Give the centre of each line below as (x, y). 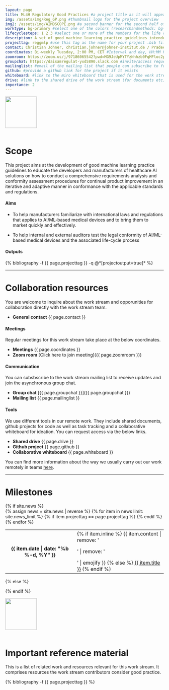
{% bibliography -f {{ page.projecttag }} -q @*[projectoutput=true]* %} (79, 263)
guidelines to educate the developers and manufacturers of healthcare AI (81, 170)
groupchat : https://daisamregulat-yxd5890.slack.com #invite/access (78, 61)
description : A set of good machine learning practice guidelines (76, 38)
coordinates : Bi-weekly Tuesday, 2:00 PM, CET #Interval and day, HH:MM (83, 52)
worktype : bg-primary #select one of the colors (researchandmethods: (81, 29)
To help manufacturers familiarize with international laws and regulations (88, 214)
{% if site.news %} (25, 506)
